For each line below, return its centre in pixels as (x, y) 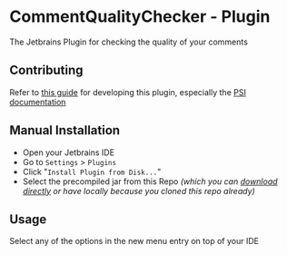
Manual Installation (65, 130)
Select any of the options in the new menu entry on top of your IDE (134, 241)
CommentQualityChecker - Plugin (140, 17)
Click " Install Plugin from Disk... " (92, 172)
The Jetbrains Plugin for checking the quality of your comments (129, 42)
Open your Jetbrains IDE (69, 152)
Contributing (46, 70)
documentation (38, 102)
